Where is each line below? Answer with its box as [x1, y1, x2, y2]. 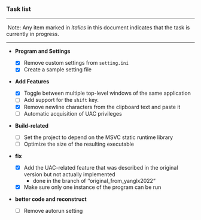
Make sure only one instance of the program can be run [23, 183, 162, 191]
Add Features [14, 78, 50, 85]
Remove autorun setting [23, 207, 83, 214]
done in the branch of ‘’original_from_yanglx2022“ [32, 177, 156, 184]
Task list [6, 5, 31, 13]
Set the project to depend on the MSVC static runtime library [23, 134, 173, 141]
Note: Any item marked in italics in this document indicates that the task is [7, 24, 190, 31]
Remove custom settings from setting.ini [23, 59, 129, 67]
